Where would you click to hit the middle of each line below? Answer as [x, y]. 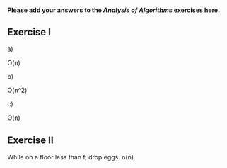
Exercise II [31, 140]
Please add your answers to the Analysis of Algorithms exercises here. [114, 10]
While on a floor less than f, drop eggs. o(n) [71, 157]
